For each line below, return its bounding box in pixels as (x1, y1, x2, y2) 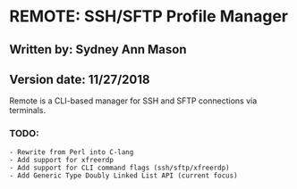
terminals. (9, 105, 47, 116)
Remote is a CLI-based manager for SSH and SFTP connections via (9, 95, 258, 106)
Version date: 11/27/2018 (9, 71, 150, 86)
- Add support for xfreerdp (9, 155, 115, 164)
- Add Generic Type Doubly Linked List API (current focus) (9, 171, 239, 180)
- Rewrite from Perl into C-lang (9, 147, 134, 157)
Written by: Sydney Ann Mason (9, 42, 187, 57)
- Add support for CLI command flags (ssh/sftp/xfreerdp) (9, 163, 230, 172)
